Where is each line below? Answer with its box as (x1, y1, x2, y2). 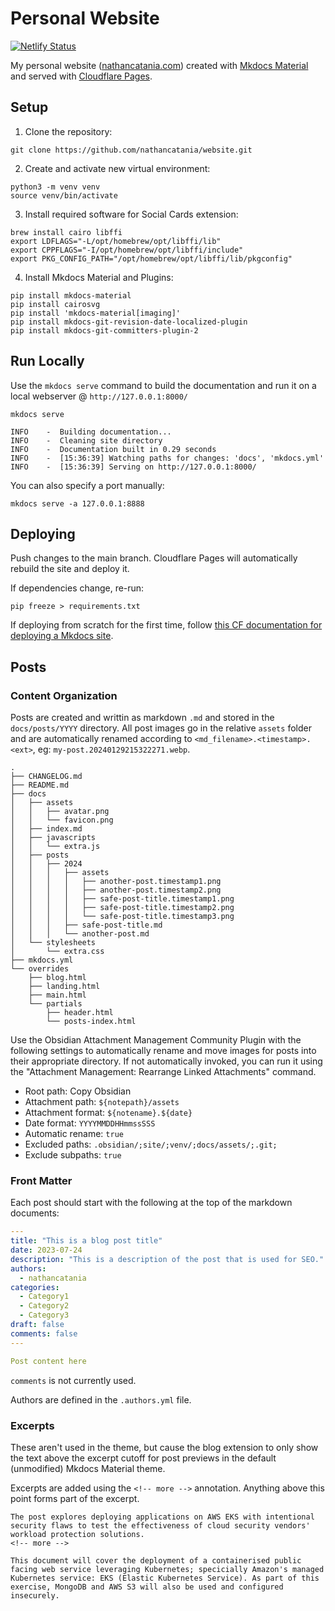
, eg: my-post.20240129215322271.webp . (32, 743, 191, 756)
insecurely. (10, 1590, 60, 1601)
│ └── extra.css (10, 947, 105, 957)
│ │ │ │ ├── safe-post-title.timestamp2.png (10, 903, 235, 913)
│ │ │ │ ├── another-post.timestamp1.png (10, 877, 222, 887)
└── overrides (10, 964, 70, 974)
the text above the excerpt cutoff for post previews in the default (10, 1452, 277, 1464)
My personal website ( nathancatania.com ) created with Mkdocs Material (10, 59, 309, 71)
